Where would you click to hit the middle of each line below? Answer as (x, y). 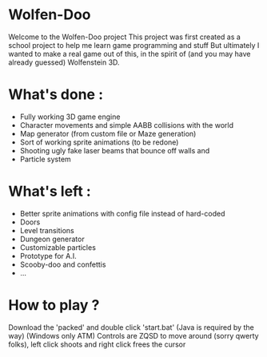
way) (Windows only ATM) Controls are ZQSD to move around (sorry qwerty (133, 335)
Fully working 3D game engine (70, 117)
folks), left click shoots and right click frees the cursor (97, 344)
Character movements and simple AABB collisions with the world (127, 125)
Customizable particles (58, 247)
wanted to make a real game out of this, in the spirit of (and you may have (130, 54)
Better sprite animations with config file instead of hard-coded (122, 213)
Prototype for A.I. (48, 256)
